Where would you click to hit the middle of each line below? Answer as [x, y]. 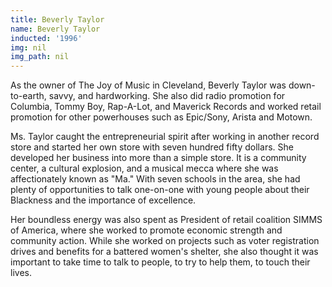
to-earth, [28, 96]
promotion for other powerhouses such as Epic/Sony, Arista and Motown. [161, 117]
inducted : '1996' [46, 38]
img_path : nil [40, 57]
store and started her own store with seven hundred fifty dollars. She [152, 147]
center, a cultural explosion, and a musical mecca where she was [144, 168]
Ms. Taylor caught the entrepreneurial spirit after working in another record [165, 137]
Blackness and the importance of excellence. [103, 200]
